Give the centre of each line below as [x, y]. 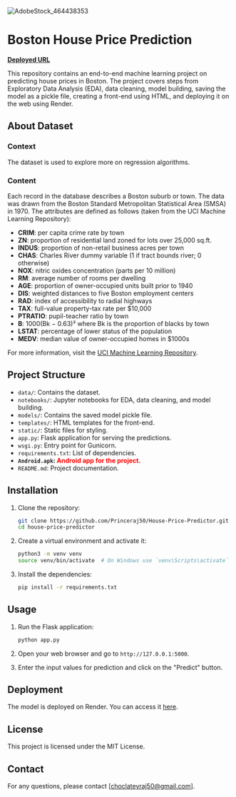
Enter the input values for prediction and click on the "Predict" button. [120, 667]
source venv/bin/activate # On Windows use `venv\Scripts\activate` [123, 561]
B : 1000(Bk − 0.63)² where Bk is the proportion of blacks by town [113, 323]
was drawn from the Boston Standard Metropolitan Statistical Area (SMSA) [117, 203]
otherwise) [34, 263]
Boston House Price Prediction [100, 40]
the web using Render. [40, 103]
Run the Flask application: [56, 626]
